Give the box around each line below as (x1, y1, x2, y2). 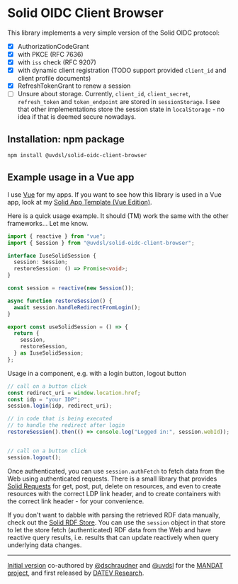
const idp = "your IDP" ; (7, 396, 81, 403)
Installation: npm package (7, 133, 125, 145)
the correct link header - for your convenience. (7, 497, 144, 505)
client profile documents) (17, 74, 91, 83)
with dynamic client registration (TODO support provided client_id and (17, 66, 227, 75)
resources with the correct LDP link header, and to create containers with (7, 489, 221, 498)
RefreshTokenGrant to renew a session (17, 81, 131, 90)
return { (13, 330, 40, 337)
